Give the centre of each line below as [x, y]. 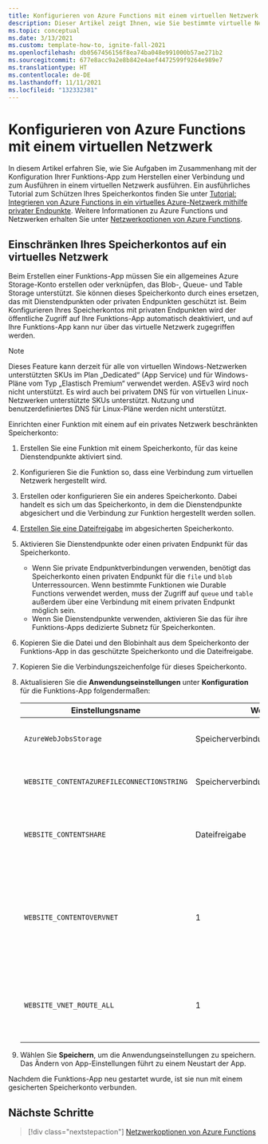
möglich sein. [54, 611]
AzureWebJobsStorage [63, 739]
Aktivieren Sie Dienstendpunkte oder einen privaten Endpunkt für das [134, 544]
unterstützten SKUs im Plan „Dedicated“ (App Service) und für [110, 375]
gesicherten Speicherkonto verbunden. [73, 1087]
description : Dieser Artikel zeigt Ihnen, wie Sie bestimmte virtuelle [130, 23]
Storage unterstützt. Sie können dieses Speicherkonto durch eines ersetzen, [134, 293]
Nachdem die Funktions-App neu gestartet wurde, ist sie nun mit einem [126, 1079]
